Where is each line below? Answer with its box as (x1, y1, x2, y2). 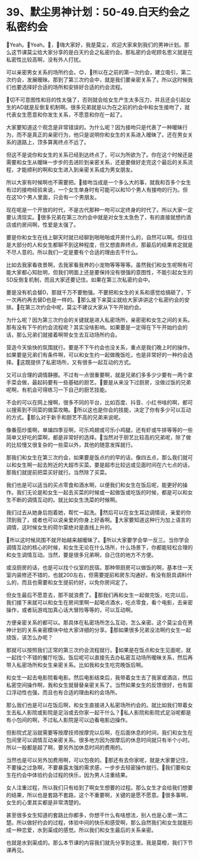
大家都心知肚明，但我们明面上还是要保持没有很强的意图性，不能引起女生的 (11, 268, 193, 275)
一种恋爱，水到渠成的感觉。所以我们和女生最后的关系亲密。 (11, 826, 157, 833)
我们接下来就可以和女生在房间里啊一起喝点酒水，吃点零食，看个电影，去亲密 (6, 598, 193, 606)
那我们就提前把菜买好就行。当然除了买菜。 (6, 468, 110, 476)
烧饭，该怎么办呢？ (6, 634, 53, 641)
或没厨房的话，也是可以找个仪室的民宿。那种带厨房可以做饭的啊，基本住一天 (6, 563, 193, 571)
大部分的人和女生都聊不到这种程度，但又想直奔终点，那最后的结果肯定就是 (11, 241, 193, 248)
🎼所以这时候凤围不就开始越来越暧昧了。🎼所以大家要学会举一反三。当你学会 (6, 536, 190, 543)
